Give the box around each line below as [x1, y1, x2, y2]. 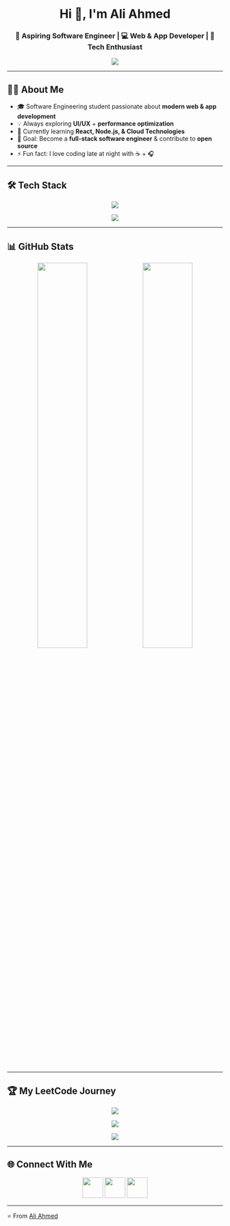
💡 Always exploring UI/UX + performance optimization [16, 119, 175, 128]
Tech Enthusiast [88, 43, 142, 52]
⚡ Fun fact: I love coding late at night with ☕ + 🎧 [16, 150, 155, 158]
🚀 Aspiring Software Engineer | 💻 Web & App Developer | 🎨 [15, 31, 215, 41]
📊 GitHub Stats [7, 240, 74, 253]
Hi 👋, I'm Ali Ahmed [59, 6, 171, 22]
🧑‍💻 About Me [7, 84, 64, 95]
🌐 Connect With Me [7, 1159, 93, 1170]
